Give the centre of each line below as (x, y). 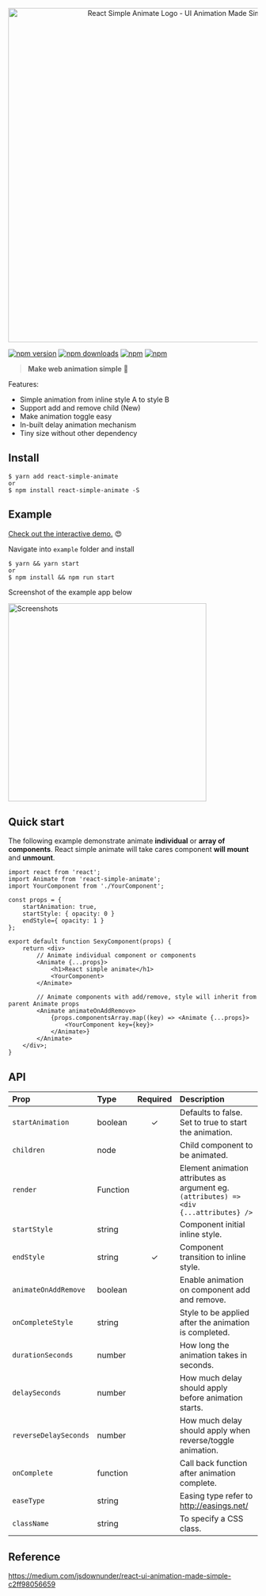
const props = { (35, 900)
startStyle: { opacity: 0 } (68, 914)
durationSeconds (43, 1355)
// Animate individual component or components (116, 956)
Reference (34, 1557)
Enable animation (211, 1280)
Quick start (36, 822)
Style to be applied (214, 1313)
